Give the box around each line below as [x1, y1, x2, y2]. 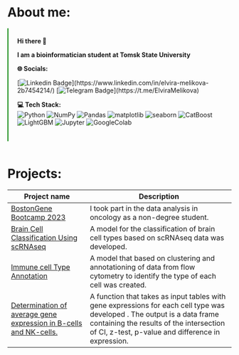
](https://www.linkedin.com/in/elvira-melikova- [71, 78, 209, 87]
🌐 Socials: [17, 64, 48, 73]
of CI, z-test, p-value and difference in [90, 327, 221, 337]
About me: [7, 4, 71, 21]
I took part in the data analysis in [90, 203, 198, 213]
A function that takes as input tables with [90, 291, 226, 301]
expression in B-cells [11, 318, 83, 328]
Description [138, 191, 179, 201]
